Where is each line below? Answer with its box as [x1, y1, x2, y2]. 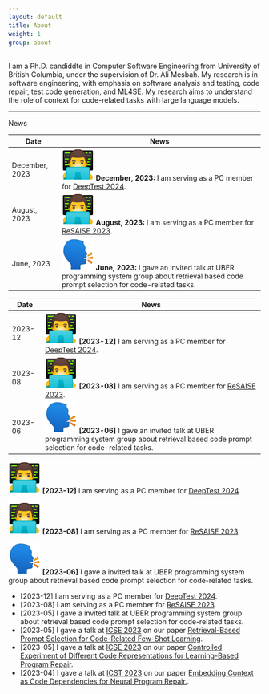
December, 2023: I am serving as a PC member [95, 173, 254, 182]
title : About [8, 21, 52, 30]
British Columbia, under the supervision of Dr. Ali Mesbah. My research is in [8, 70, 259, 79]
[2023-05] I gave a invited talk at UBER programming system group [19, 608, 243, 618]
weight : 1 [8, 30, 42, 38]
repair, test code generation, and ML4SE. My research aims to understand [8, 87, 253, 96]
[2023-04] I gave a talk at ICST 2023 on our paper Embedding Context [19, 668, 254, 677]
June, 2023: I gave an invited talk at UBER [95, 262, 235, 272]
